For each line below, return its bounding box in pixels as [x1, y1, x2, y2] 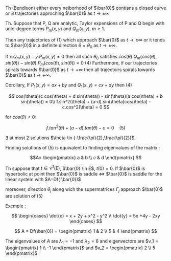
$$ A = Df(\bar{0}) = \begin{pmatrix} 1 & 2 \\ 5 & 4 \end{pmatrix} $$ [14, 228, 157, 234]
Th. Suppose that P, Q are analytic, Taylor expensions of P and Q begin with [5, 20, 165, 26]
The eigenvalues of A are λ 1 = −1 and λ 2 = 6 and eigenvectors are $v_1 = [5, 238, 158, 245]
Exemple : [5, 203, 27, 209]
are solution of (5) [5, 193, 43, 199]
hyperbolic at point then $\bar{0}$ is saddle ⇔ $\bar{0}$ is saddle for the [5, 171, 162, 177]
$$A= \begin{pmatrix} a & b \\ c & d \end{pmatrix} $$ [30, 154, 142, 161]
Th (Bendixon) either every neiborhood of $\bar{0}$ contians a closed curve [5, 5, 166, 11]
